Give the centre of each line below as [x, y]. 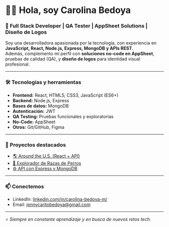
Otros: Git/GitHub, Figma [38, 127]
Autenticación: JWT [34, 111]
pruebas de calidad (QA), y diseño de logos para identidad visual [73, 59]
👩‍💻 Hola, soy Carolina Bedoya [68, 10]
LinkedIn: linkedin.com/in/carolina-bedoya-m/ [60, 199]
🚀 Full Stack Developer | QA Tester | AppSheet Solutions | [76, 26]
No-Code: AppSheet [34, 122]
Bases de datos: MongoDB [40, 106]
